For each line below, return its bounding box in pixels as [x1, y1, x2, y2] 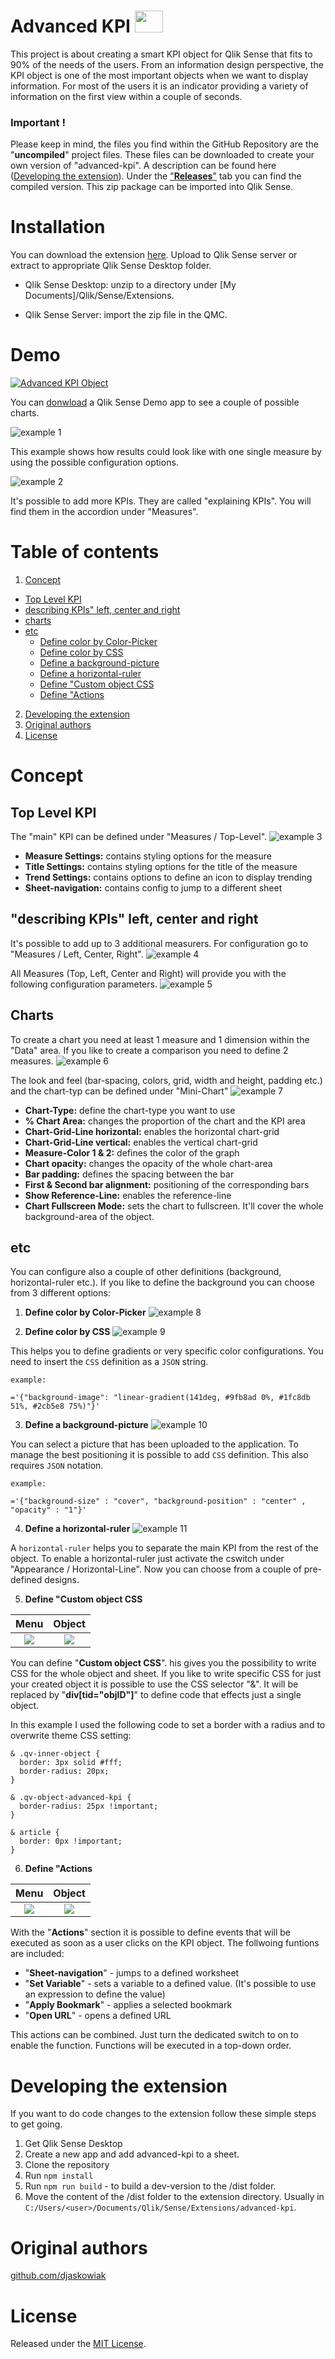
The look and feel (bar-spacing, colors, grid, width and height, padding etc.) [10, 1074, 323, 1086]
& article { [10, 1828, 60, 1838]
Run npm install [24, 2170, 94, 2182]
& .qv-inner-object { [10, 1749, 101, 1759]
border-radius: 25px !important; [19, 1801, 159, 1812]
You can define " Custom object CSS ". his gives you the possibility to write [10, 1657, 317, 1669]
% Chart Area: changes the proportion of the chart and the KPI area [24, 1115, 306, 1127]
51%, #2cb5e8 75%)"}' [10, 1401, 101, 1412]
